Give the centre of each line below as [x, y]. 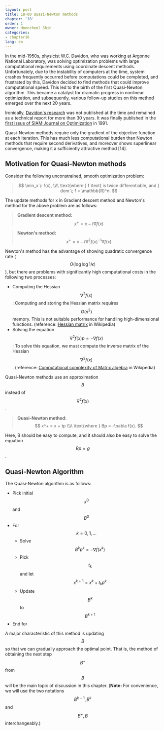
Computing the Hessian [36, 286]
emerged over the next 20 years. [38, 103]
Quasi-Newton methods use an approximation [52, 377]
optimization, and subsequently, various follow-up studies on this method [80, 98]
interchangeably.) [23, 723]
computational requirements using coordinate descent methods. [70, 66]
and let [27, 574]
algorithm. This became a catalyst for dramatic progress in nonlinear [75, 92]
